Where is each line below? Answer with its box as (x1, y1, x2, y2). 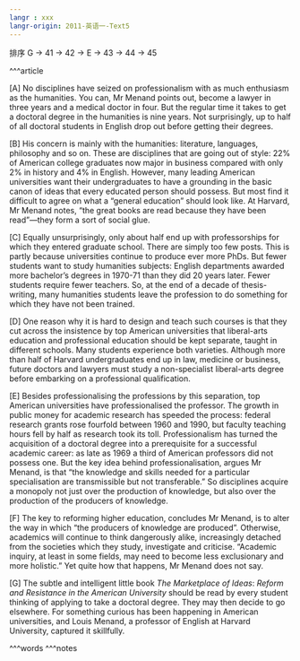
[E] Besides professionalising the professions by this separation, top (9, 390, 261, 401)
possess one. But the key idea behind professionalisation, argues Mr (9, 457, 262, 467)
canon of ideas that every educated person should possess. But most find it (9, 186, 289, 196)
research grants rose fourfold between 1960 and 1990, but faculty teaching (9, 419, 287, 430)
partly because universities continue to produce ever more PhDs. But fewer (9, 250, 287, 261)
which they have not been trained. (9, 298, 135, 309)
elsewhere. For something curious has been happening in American (9, 606, 259, 617)
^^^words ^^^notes (9, 642, 78, 653)
